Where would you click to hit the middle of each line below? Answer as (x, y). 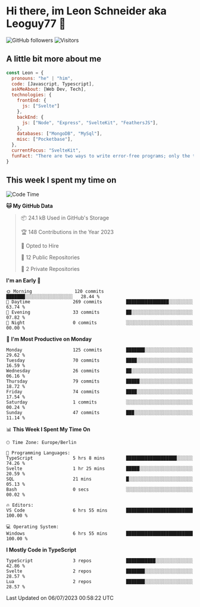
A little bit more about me (54, 59)
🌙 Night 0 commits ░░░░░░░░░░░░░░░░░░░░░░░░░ (100, 323)
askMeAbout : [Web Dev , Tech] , (49, 90)
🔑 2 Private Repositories (50, 269)
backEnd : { (30, 117)
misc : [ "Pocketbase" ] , (45, 139)
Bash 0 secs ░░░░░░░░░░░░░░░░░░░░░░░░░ (100, 490)
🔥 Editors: (20, 506)
